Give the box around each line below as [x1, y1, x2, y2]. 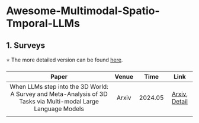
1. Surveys [6, 40, 46, 50]
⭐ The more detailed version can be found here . [6, 56, 123, 63]
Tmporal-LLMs [6, 17, 80, 30]
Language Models [34, 105, 84, 113]
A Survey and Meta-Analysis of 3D [10, 90, 108, 98]
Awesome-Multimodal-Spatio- [6, 4, 160, 18]
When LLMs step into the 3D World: [9, 83, 108, 90]
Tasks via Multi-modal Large [18, 98, 99, 105]
